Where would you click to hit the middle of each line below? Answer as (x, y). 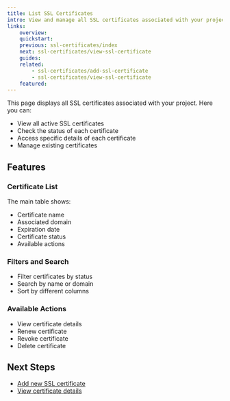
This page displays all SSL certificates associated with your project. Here (110, 103)
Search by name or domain (55, 284)
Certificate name (41, 215)
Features (26, 167)
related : (32, 64)
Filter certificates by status (55, 277)
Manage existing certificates (57, 145)
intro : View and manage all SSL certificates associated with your (105, 20)
